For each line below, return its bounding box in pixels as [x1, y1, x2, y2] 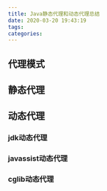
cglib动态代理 [8, 174, 55, 184]
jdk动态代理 [8, 133, 48, 143]
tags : [8, 23, 24, 30]
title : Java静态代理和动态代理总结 [8, 10, 100, 18]
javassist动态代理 [8, 154, 69, 164]
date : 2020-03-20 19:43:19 [8, 17, 87, 24]
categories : [8, 30, 43, 37]
